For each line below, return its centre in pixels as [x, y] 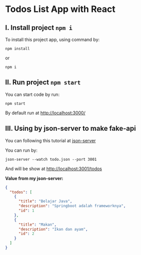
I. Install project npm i [39, 28]
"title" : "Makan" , [37, 225]
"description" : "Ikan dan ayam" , [53, 229]
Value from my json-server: [34, 178]
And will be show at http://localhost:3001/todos [54, 169]
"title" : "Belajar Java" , [45, 201]
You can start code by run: [32, 94]
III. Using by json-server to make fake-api [70, 128]
